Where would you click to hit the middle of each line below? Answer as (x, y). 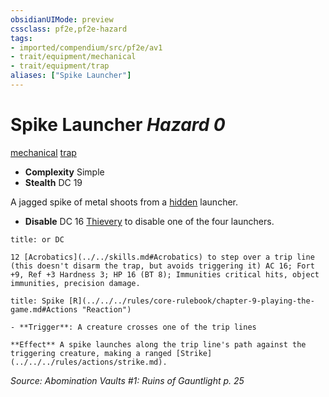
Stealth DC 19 (53, 182)
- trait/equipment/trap (60, 66)
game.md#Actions (44, 309)
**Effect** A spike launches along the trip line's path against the (158, 344)
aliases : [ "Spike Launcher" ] (71, 76)
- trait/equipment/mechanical (73, 57)
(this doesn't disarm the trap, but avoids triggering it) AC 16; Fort (162, 266)
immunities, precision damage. (75, 283)
